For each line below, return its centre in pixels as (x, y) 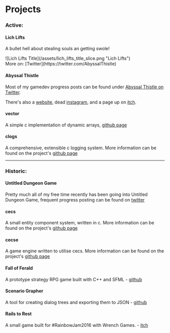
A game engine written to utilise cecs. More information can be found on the (85, 251)
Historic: (16, 171)
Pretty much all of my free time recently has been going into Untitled (76, 194)
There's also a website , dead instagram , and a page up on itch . (71, 102)
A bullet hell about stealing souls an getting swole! (57, 49)
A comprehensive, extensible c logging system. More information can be (81, 148)
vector (12, 114)
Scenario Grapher (24, 291)
